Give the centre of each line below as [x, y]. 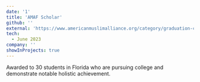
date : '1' [18, 12]
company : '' [21, 45]
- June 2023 [26, 39]
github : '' [20, 23]
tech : [13, 34]
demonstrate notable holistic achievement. [58, 73]
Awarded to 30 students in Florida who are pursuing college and [85, 67]
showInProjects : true [33, 51]
